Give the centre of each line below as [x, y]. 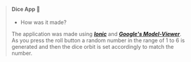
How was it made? [44, 22]
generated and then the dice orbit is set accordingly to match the [92, 47]
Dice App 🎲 [26, 9]
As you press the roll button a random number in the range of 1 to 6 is [98, 40]
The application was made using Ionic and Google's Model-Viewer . [96, 34]
